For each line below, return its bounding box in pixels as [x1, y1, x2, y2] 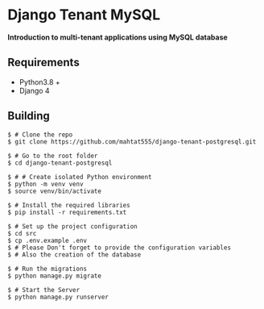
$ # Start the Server [7, 286, 80, 294]
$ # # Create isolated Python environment [7, 173, 152, 181]
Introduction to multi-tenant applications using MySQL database [7, 32, 229, 42]
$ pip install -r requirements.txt [7, 208, 127, 216]
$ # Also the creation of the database [7, 250, 142, 259]
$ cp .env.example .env [7, 236, 88, 244]
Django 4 [19, 86, 50, 95]
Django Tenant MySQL [7, 6, 161, 24]
